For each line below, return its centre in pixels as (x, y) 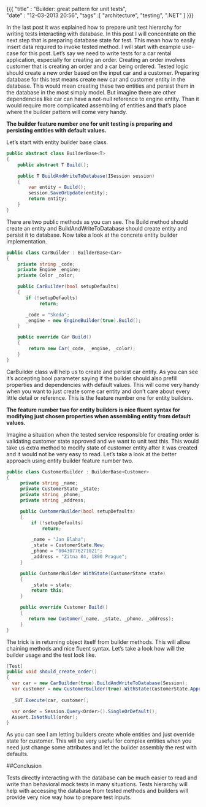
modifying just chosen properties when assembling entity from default (98, 416)
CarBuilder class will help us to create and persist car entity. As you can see (102, 372)
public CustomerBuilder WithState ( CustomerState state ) (93, 573)
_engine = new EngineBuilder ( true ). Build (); (83, 320)
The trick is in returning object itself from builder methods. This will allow (98, 642)
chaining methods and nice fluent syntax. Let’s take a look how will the (95, 648)
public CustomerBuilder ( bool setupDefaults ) (78, 511)
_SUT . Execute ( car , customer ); (50, 700)
